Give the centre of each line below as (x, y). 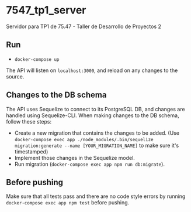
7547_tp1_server (46, 10)
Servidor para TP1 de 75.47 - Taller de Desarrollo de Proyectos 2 (84, 26)
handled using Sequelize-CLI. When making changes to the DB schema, (93, 115)
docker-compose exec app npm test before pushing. (68, 203)
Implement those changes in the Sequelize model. (75, 158)
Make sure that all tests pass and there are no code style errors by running (96, 196)
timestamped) (31, 151)
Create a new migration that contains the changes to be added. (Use (97, 133)
